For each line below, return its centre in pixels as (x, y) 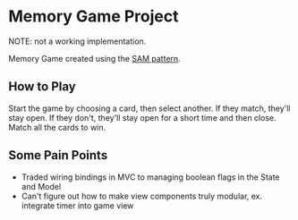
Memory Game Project (94, 17)
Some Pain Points (58, 155)
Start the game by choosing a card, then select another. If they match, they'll (149, 108)
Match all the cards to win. (57, 127)
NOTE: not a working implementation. (77, 41)
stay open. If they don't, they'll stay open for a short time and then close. (142, 117)
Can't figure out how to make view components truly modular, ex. (142, 196)
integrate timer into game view (77, 205)
